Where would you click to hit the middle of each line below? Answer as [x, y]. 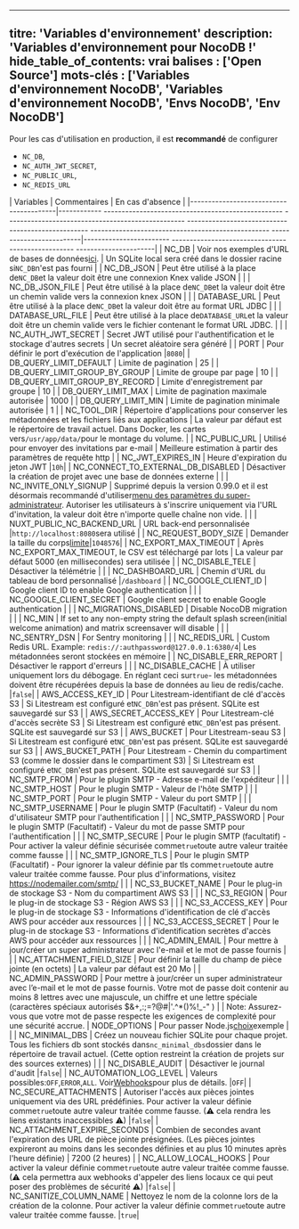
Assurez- [265, 1006]
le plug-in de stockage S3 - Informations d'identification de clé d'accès [140, 912]
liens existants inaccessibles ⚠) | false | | [84, 1120]
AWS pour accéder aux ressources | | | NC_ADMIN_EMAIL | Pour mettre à [144, 940]
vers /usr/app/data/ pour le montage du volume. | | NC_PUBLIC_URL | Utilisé [148, 438]
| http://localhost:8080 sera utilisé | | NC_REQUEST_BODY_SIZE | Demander [149, 533]
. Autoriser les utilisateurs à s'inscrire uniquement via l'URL [170, 504]
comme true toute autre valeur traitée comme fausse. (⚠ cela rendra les [140, 1110]
